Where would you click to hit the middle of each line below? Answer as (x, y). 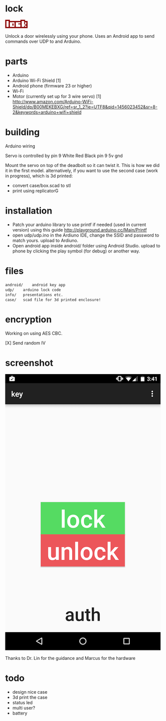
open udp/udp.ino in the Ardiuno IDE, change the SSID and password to (86, 235)
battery (20, 713)
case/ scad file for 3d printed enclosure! (53, 300)
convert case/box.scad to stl (41, 185)
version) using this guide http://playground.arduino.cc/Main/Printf (80, 230)
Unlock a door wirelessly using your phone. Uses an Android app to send (80, 36)
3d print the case (30, 697)
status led (23, 702)
